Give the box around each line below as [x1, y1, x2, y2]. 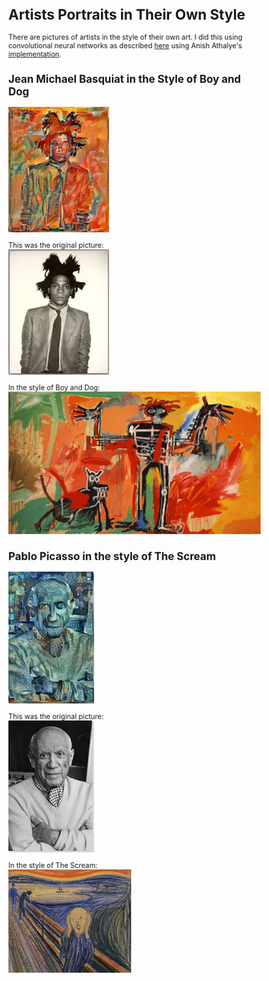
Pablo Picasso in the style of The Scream [8, 549, 216, 563]
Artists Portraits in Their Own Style [8, 6, 246, 24]
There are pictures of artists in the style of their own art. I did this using [8, 32, 243, 42]
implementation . [8, 49, 62, 59]
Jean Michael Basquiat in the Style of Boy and [8, 72, 242, 86]
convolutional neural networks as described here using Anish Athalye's [8, 40, 243, 50]
